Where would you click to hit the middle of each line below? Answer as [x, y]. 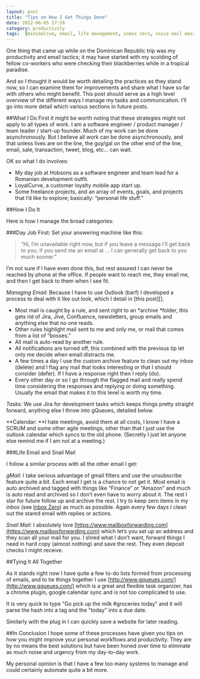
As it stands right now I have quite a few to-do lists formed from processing [99, 573]
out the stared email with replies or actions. [59, 514]
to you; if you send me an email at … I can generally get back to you [104, 251]
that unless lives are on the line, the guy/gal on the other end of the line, [94, 143]
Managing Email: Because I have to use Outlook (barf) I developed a [90, 293]
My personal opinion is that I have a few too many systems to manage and [97, 664]
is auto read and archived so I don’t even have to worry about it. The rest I [97, 495]
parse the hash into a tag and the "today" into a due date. [76, 610]
